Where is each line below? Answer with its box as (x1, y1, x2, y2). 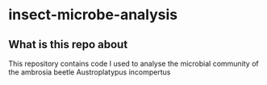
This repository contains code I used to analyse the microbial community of (8, 59, 260, 68)
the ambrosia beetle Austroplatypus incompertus (8, 67, 171, 77)
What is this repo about (8, 38, 128, 51)
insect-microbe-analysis (8, 6, 178, 24)
